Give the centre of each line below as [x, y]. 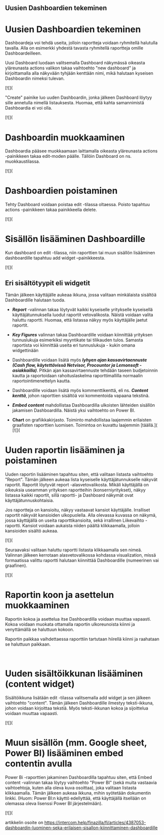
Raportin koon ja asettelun [59, 595]
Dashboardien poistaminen [61, 191]
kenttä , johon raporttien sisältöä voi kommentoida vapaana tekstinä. [81, 395]
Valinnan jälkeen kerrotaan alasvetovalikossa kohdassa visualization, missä [81, 555]
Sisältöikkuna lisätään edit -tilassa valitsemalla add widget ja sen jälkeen [78, 697]
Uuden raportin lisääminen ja [65, 450]
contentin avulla [39, 763]
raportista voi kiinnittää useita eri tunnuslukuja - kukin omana [74, 345]
